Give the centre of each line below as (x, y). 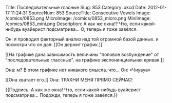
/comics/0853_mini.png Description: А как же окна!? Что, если (73, 24)
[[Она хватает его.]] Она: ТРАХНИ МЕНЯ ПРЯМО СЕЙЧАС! (69, 80)
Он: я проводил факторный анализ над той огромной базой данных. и (82, 39)
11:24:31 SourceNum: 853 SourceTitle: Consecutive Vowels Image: (81, 13)
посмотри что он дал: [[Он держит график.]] (54, 45)
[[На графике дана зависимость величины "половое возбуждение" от (82, 54)
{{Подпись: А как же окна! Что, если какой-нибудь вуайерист (73, 90)
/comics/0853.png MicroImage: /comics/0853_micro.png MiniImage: (78, 18)
